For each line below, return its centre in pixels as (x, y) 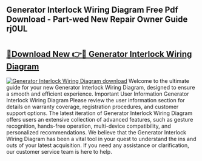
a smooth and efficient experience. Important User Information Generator (98, 94)
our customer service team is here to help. (59, 152)
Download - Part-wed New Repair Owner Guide (97, 20)
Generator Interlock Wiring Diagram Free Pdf (93, 10)
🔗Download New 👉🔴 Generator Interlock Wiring (99, 54)
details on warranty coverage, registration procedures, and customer (93, 107)
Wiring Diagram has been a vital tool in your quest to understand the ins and (101, 139)
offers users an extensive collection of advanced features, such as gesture (100, 120)
